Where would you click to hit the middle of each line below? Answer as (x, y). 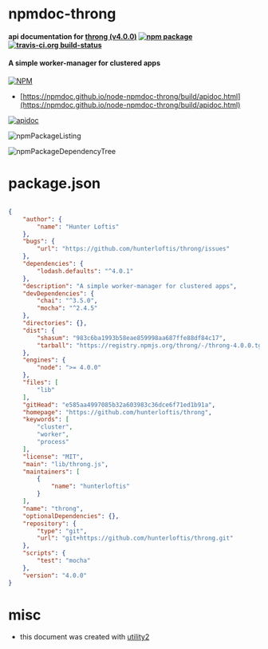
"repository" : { (50, 524)
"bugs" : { (39, 241)
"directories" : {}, (55, 323)
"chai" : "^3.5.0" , (67, 301)
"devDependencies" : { (58, 293)
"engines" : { (44, 360)
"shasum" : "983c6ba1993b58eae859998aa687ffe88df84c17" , (132, 338)
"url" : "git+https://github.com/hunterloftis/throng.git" (135, 538)
